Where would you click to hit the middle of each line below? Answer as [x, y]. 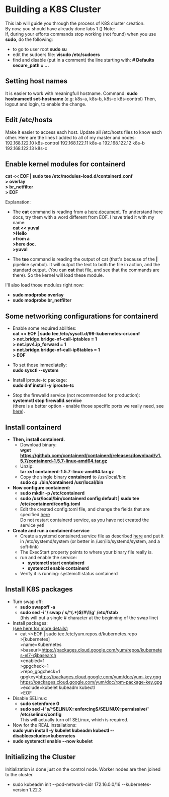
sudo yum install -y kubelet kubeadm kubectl [61, 730]
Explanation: [18, 202]
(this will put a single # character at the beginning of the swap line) [89, 618]
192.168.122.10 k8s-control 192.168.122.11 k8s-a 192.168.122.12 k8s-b [75, 143]
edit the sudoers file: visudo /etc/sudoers [56, 55]
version [20, 789]
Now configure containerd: [41, 488]
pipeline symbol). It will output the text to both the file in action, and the [86, 265]
